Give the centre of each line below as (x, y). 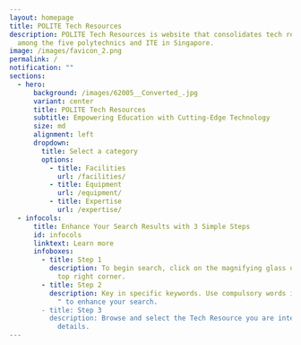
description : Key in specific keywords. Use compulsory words (168, 293)
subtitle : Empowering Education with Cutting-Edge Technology (151, 118)
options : (58, 159)
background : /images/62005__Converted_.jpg (116, 93)
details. (73, 327)
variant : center (63, 101)
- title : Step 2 (72, 285)
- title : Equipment (86, 185)
